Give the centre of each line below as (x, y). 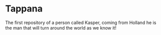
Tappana (24, 9)
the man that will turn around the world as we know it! (61, 27)
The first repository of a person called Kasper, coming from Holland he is (81, 22)
